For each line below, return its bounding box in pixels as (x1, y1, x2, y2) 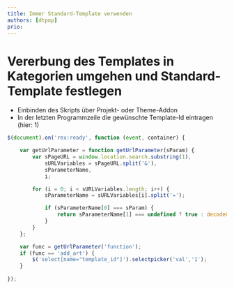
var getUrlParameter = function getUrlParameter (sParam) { (19, 147, 195, 154)
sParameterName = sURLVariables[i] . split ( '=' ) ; (44, 192, 186, 199)
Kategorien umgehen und (7, 68, 158, 84)
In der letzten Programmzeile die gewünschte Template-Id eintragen (17, 113, 214, 122)
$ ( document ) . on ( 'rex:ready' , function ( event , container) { (7, 134, 186, 142)
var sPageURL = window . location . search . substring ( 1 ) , (32, 154, 192, 161)
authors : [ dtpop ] (7, 17, 58, 24)
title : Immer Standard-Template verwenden (7, 10, 132, 17)
